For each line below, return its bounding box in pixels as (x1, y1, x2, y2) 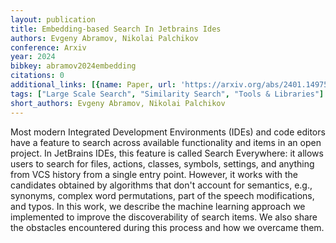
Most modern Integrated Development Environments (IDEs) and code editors (10, 126, 326, 138)
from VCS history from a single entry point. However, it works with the (10, 168, 299, 180)
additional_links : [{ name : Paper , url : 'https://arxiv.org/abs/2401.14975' (10, 80, 333, 90)
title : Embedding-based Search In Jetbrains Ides (10, 24, 222, 34)
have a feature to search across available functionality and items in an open (10, 136, 322, 148)
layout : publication (10, 14, 97, 25)
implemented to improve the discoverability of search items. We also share (10, 211, 318, 223)
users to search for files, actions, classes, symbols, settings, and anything (10, 157, 315, 170)
